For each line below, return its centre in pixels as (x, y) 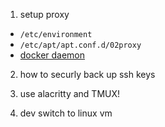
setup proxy (44, 14)
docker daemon (52, 55)
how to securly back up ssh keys (87, 74)
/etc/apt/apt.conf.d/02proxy (80, 45)
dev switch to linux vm (66, 113)
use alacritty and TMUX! (70, 93)
